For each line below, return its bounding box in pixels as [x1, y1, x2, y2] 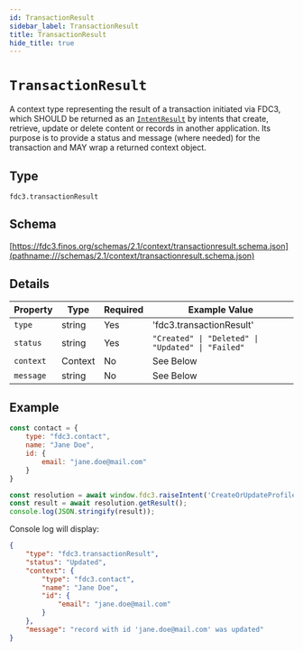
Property [14, 303, 53, 316]
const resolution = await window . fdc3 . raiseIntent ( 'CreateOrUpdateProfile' [9, 490, 300, 499]
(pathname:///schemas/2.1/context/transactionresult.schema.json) [9, 250, 255, 261]
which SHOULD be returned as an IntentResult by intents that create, [9, 114, 269, 125]
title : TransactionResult [9, 30, 106, 39]
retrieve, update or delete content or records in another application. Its [9, 123, 271, 134]
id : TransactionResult [9, 13, 95, 23]
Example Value [188, 303, 254, 316]
